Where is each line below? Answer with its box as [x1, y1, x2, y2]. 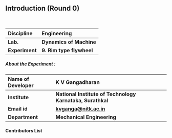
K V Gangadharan [55, 79, 100, 86]
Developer [8, 82, 34, 89]
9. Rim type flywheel [41, 47, 93, 54]
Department [8, 113, 38, 121]
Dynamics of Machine [41, 38, 96, 45]
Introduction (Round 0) [5, 4, 80, 13]
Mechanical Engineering [55, 113, 117, 121]
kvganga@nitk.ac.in [55, 105, 105, 112]
